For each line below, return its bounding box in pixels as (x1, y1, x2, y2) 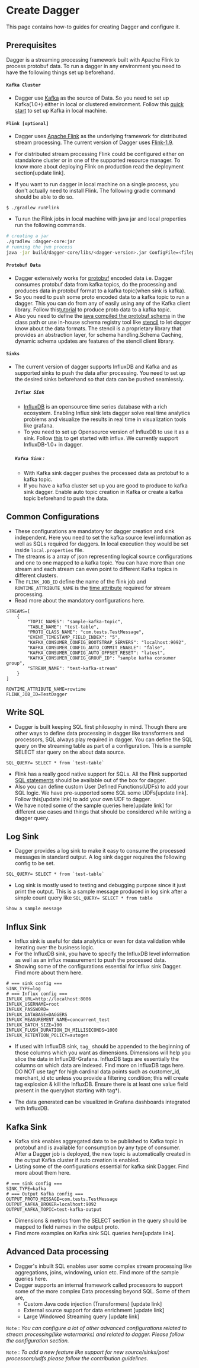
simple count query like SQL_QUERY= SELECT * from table (14, 894, 153, 901)
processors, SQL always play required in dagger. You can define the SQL (14, 736, 192, 743)
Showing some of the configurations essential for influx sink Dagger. (14, 963, 182, 970)
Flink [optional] (6, 120, 49, 126)
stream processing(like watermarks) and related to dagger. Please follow (6, 1331, 185, 1338)
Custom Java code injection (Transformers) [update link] (23, 1300, 162, 1308)
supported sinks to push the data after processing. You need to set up (14, 369, 186, 377)
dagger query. (14, 814, 50, 821)
